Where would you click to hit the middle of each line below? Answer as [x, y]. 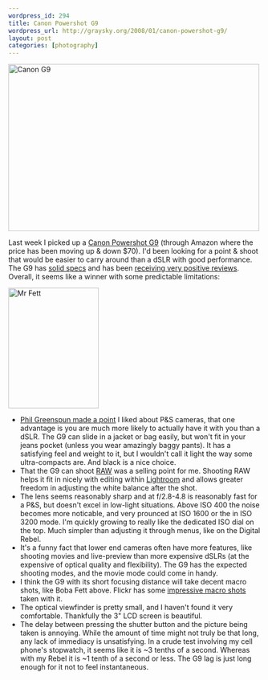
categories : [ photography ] [53, 46]
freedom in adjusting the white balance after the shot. [109, 488]
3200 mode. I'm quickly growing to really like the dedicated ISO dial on [137, 522]
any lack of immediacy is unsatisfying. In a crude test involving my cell [136, 641]
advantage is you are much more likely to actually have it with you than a [140, 428]
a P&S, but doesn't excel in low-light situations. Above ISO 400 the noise [140, 505]
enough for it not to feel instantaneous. [84, 667]
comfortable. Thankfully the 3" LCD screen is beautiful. [111, 616]
